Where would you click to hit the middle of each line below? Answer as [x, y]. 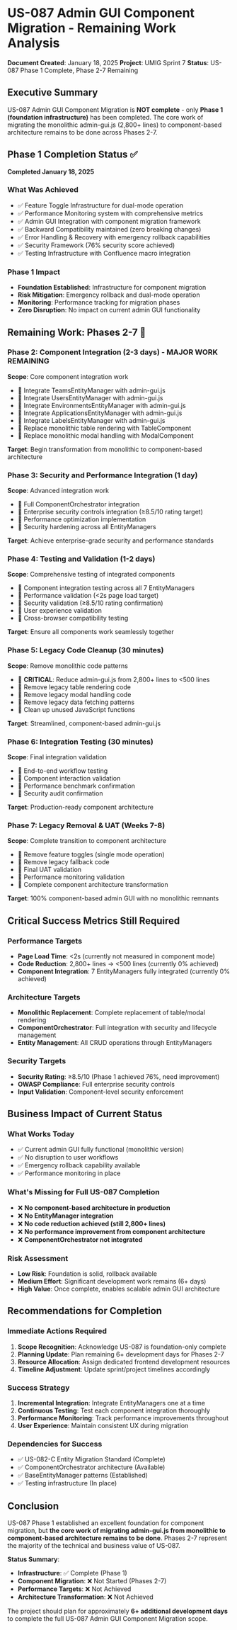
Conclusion [33, 1506]
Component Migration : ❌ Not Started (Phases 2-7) [92, 1580]
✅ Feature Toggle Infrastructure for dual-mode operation [100, 205]
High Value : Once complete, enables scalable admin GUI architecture [119, 1289]
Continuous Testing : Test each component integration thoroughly [114, 1410]
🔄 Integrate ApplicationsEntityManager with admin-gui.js [100, 413]
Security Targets [37, 1061]
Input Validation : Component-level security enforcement [100, 1092]
